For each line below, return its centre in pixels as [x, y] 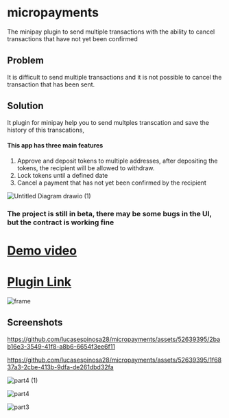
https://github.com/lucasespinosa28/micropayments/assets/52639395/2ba [114, 339]
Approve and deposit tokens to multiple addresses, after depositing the [117, 161]
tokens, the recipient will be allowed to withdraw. [86, 168]
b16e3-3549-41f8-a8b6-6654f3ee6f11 [61, 346]
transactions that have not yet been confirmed [73, 38]
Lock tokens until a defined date [62, 175]
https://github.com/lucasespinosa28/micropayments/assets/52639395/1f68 [114, 360]
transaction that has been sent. [51, 84]
